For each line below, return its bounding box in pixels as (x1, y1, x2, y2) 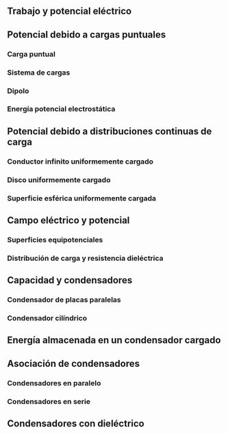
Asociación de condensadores (7, 357, 140, 369)
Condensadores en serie (7, 396, 91, 406)
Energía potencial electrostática (7, 104, 116, 114)
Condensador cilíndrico (7, 314, 88, 323)
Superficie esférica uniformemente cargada (7, 193, 156, 203)
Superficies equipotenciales (7, 235, 103, 244)
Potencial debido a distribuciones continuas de (7, 125, 212, 137)
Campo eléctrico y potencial (7, 215, 130, 227)
